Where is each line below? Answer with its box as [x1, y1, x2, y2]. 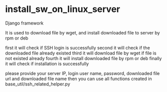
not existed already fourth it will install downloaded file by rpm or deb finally [5, 55, 162, 61]
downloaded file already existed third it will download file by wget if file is [5, 50, 156, 56]
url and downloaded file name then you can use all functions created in [5, 75, 152, 81]
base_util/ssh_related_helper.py [5, 81, 70, 87]
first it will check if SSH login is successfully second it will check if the [5, 44, 150, 50]
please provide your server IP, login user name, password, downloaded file [5, 70, 160, 76]
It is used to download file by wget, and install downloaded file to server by [5, 29, 160, 35]
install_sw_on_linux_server [5, 3, 120, 15]
